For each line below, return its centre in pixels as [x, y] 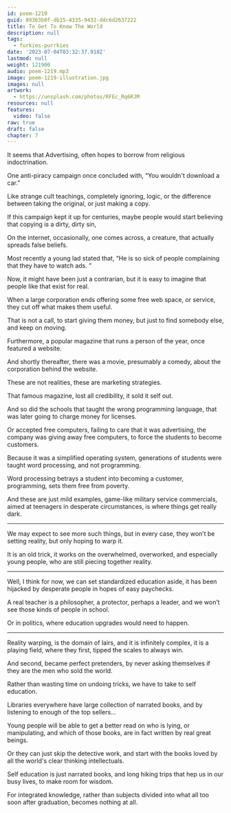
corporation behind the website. [53, 369]
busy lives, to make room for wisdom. [60, 782]
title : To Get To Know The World [55, 26]
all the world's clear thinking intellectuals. [66, 761]
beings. [18, 740]
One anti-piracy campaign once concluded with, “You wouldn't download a [113, 176]
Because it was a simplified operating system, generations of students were [114, 458]
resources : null [30, 103]
